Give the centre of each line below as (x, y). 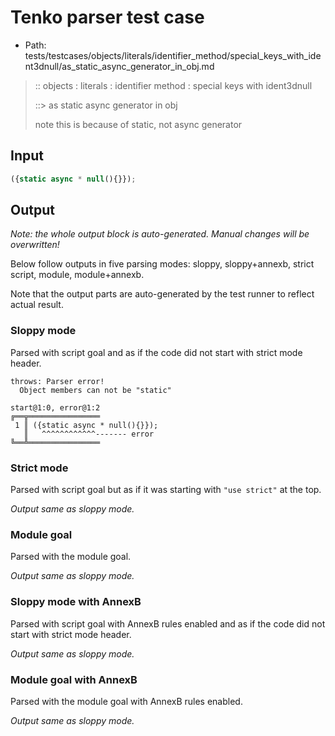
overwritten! (35, 245)
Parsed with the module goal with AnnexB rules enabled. (126, 701)
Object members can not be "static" (95, 390)
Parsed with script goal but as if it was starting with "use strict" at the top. (166, 490)
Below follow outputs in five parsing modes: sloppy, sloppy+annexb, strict (162, 264)
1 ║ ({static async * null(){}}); (86, 425)
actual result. (37, 305)
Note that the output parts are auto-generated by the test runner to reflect (162, 294)
